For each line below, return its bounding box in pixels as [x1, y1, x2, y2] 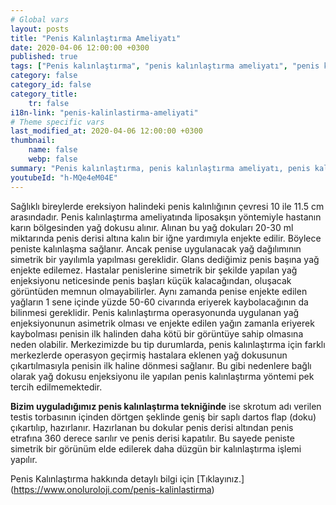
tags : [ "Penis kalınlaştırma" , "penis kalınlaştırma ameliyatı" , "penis [10, 61, 320, 71]
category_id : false [10, 80, 92, 90]
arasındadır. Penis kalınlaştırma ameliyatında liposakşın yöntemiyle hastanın [10, 211, 322, 223]
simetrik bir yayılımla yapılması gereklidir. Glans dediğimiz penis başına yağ [10, 253, 320, 265]
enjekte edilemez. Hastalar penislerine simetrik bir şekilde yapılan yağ [10, 264, 298, 276]
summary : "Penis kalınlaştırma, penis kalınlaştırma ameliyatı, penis [10, 163, 311, 173]
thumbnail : [10, 136, 56, 146]
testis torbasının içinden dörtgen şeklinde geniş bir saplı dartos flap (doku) [10, 411, 317, 423]
